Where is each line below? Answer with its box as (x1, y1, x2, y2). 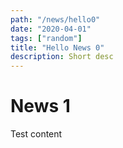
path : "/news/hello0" (10, 14, 101, 25)
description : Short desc (10, 52, 114, 62)
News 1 (10, 95, 71, 118)
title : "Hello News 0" (10, 42, 105, 53)
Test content (10, 128, 63, 140)
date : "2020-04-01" (10, 24, 92, 34)
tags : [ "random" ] (10, 33, 83, 43)
